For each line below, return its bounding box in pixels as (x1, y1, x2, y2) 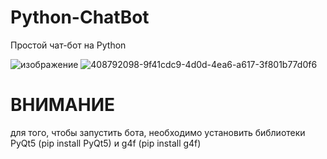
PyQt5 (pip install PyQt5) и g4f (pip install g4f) (10, 137, 202, 149)
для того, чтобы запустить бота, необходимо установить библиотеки (10, 126, 306, 138)
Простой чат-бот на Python (10, 39, 127, 51)
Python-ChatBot (10, 6, 150, 29)
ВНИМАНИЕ (10, 94, 116, 116)
